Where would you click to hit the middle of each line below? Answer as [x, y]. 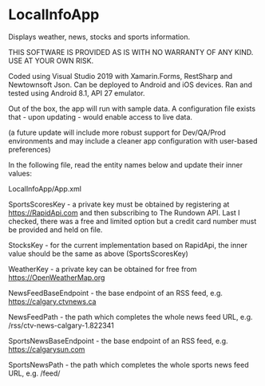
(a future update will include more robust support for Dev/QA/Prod [117, 132]
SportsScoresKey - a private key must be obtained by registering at [119, 204]
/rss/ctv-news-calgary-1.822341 [61, 325]
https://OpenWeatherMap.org [57, 278]
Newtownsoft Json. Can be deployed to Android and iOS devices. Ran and [131, 85]
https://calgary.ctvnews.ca [52, 301]
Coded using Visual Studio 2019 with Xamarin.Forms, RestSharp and [121, 76]
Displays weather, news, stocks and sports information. [99, 37]
